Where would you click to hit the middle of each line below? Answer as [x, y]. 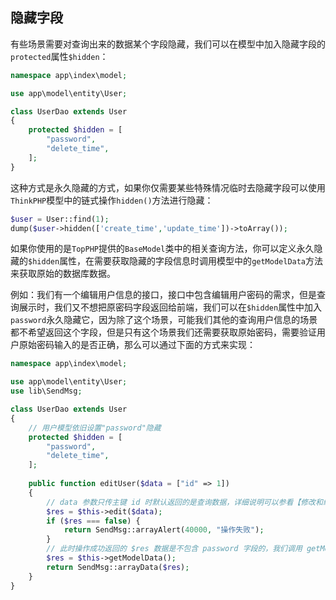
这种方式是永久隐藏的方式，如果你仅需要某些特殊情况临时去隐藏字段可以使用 [168, 187]
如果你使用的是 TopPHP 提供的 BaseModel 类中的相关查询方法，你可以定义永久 [162, 249]
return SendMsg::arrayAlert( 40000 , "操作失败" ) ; [164, 530]
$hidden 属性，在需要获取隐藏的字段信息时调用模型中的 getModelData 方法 [176, 261]
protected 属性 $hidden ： [59, 56]
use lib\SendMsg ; [46, 391]
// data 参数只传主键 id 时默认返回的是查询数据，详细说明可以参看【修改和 [184, 502]
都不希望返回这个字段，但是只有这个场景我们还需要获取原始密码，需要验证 [163, 332]
